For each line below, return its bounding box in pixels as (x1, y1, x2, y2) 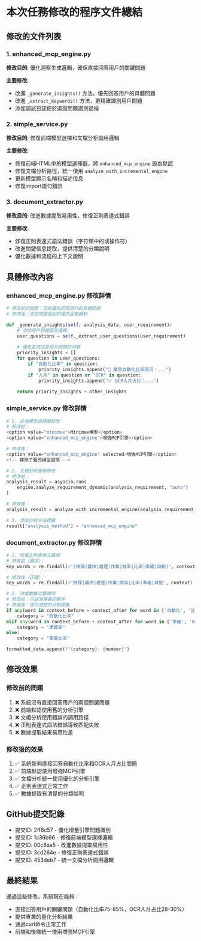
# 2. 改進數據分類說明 (6, 591, 56, 597)
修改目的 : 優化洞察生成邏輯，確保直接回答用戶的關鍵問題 (6, 64, 145, 71)
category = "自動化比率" (17, 613, 75, 619)
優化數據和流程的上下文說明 (14, 253, 84, 260)
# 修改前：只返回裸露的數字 (6, 596, 66, 602)
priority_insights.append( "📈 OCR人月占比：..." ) (38, 378, 159, 384)
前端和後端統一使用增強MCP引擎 (14, 928, 96, 935)
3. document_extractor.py (6, 198, 84, 206)
